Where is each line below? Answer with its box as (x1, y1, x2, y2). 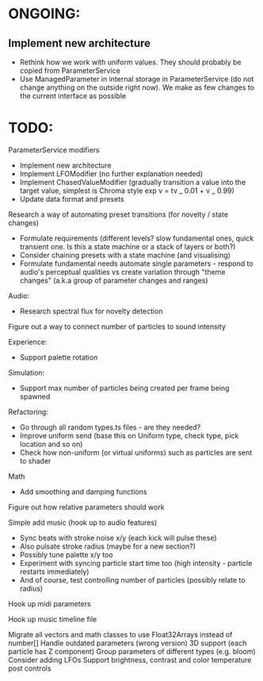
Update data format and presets (19, 194, 124, 203)
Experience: (8, 337, 48, 346)
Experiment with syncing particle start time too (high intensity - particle (19, 558, 253, 567)
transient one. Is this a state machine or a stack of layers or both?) (19, 241, 236, 251)
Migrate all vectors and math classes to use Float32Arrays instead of (8, 629, 233, 639)
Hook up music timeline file (8, 614, 97, 624)
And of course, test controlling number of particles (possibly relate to (19, 575, 246, 584)
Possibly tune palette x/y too (19, 549, 113, 560)
